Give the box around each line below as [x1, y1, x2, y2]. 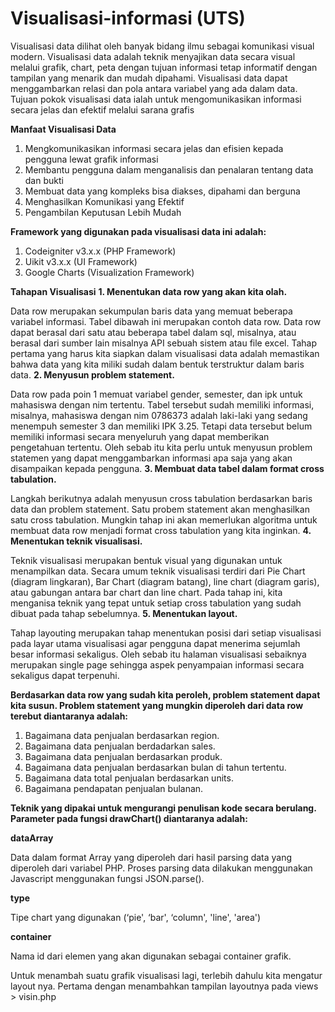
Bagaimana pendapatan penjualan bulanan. [24, 782, 204, 794]
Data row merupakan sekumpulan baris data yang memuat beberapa [10, 305, 293, 317]
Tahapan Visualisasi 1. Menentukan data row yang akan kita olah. [10, 285, 288, 297]
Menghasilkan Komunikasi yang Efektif [24, 195, 185, 207]
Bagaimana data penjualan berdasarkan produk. [24, 750, 223, 762]
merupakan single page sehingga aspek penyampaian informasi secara [10, 658, 305, 671]
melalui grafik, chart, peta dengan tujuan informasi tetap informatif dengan [10, 61, 318, 73]
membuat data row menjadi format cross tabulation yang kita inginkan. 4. [10, 524, 312, 536]
